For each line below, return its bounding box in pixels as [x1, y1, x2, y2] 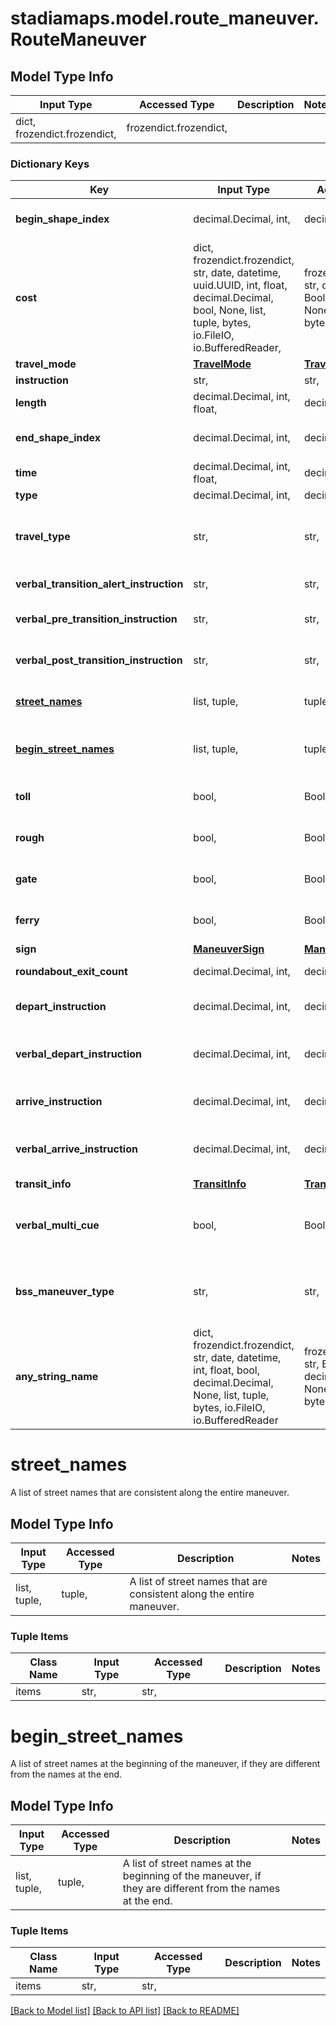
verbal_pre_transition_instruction [15, 612, 178, 626]
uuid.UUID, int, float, [193, 278, 288, 292]
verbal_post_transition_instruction [15, 653, 183, 667]
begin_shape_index [15, 212, 110, 226]
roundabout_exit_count [15, 965, 128, 979]
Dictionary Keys [10, 157, 90, 171]
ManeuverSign [193, 942, 265, 956]
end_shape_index [15, 431, 102, 445]
